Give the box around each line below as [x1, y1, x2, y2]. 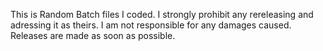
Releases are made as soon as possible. [10, 30, 176, 41]
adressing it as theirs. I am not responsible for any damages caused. [10, 19, 292, 31]
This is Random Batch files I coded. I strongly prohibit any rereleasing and [10, 9, 314, 20]
